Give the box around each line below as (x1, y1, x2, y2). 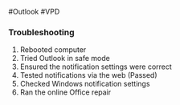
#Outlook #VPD (8, 7, 60, 16)
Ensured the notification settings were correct (19, 62, 173, 71)
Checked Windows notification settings (19, 79, 150, 89)
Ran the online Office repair (19, 87, 112, 97)
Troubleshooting (8, 26, 75, 38)
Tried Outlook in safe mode (19, 54, 110, 63)
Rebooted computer (19, 45, 87, 55)
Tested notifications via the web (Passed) (19, 71, 157, 80)
